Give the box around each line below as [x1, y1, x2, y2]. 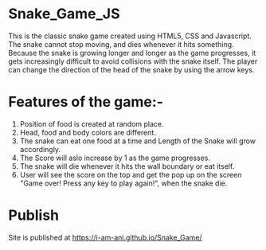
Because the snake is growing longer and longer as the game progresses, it [8, 48, 256, 57]
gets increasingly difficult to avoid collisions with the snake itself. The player [8, 57, 258, 66]
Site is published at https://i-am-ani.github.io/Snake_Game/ [8, 232, 202, 242]
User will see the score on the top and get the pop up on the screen [19, 170, 242, 179]
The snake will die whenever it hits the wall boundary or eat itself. [19, 161, 235, 171]
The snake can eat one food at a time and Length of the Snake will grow [19, 136, 256, 146]
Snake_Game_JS [8, 5, 121, 23]
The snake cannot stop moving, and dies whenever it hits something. [8, 39, 234, 49]
